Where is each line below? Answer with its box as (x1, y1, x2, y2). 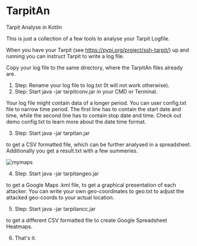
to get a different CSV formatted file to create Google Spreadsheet (6, 217, 168, 224)
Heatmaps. (6, 222, 33, 230)
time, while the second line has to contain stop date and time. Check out (6, 112, 182, 119)
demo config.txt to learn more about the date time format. (6, 118, 146, 125)
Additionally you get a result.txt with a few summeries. (6, 147, 138, 154)
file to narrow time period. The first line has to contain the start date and (6, 105, 181, 112)
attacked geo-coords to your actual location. (6, 194, 114, 201)
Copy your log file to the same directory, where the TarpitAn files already (6, 64, 183, 71)
